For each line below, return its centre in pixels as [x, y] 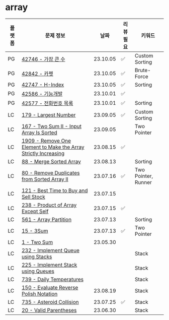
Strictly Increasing [43, 153]
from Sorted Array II [45, 179]
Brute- [143, 70]
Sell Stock [33, 197]
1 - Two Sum [37, 242]
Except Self [35, 211]
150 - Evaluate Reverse [50, 287]
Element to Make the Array [53, 147]
